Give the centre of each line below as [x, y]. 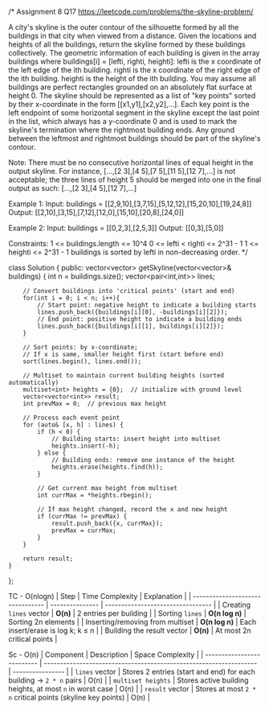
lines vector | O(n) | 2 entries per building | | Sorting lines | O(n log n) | [127, 613]
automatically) [34, 382]
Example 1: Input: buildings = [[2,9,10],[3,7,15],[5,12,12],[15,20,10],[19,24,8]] [130, 204]
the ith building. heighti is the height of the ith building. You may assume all [132, 78]
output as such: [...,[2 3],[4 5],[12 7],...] [73, 188]
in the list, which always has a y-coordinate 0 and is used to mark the [123, 121]
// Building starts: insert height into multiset [136, 439]
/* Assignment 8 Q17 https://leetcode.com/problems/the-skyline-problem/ [131, 12]
